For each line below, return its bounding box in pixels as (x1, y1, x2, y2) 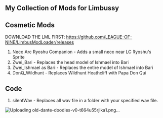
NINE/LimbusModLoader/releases (5, 39, 74, 45)
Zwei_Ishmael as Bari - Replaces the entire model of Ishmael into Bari (12, 64, 153, 71)
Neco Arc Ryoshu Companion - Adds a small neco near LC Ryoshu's (12, 49, 152, 55)
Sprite (12, 54, 25, 60)
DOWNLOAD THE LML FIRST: (5, 34, 65, 40)
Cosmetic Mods (5, 21, 55, 29)
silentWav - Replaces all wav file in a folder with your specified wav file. (12, 98, 158, 104)
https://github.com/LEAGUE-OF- (66, 34, 132, 40)
